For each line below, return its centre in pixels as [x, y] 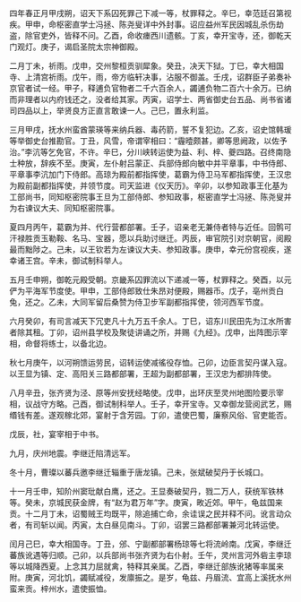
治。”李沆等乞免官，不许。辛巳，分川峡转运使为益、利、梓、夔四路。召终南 [146, 152]
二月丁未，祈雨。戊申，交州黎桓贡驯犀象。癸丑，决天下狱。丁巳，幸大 [139, 66]
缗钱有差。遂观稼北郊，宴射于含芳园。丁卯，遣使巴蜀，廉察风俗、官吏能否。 [150, 415]
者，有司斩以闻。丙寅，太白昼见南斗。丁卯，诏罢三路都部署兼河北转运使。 [146, 525]
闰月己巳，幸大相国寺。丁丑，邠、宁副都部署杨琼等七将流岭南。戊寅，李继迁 [150, 544]
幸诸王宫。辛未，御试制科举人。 [68, 261]
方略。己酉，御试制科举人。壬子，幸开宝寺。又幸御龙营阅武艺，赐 [170, 404]
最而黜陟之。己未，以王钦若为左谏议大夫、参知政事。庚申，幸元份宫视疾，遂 [150, 249]
